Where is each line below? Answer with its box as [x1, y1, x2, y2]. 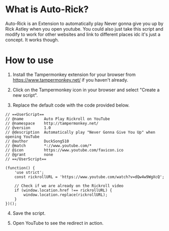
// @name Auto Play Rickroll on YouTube [5, 116, 110, 121]
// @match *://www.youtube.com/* [5, 143, 92, 148]
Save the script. [12, 210, 46, 216]
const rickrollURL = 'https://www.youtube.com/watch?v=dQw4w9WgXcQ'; [14, 174, 165, 179]
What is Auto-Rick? [5, 4, 89, 15]
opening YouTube [5, 134, 40, 139]
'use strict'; [14, 170, 44, 175]
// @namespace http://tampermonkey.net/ [5, 121, 99, 126]
